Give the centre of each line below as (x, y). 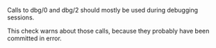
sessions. (21, 17)
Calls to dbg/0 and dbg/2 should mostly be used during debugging (103, 10)
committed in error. (35, 38)
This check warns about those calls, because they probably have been (108, 31)
